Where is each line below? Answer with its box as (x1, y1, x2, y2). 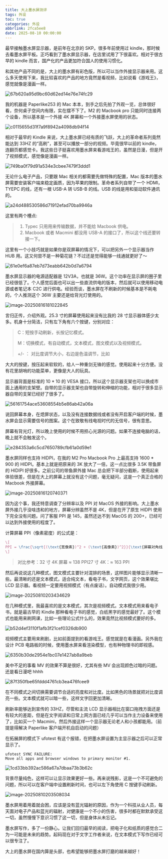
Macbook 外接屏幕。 (5, 480, 48, 486)
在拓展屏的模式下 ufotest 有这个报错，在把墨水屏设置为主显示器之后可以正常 (5, 735, 162, 741)
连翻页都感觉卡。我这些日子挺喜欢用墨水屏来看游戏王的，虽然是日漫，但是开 (5, 147, 163, 153)
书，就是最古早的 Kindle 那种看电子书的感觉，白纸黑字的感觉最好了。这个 (5, 608, 156, 615)
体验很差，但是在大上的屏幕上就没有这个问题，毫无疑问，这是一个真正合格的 (5, 474, 163, 479)
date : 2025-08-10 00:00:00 (5, 31, 61, 36)
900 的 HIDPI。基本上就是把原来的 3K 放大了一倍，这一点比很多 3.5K (5, 461, 147, 467)
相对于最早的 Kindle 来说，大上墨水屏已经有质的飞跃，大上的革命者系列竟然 (5, 134, 161, 140)
